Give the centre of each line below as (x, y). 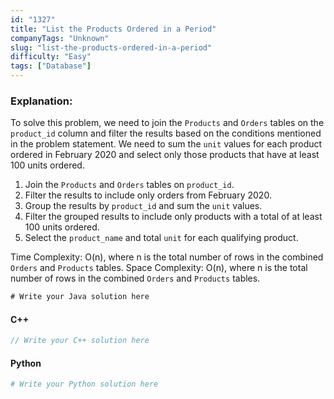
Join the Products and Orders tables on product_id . (129, 185)
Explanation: (41, 101)
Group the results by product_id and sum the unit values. (143, 206)
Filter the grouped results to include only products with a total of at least (173, 217)
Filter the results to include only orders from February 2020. (148, 195)
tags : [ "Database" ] (51, 66)
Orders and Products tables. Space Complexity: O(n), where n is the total (159, 268)
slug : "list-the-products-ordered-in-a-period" (111, 47)
